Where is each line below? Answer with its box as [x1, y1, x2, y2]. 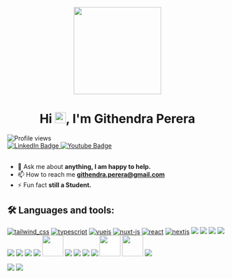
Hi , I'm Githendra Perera [39, 111, 196, 127]
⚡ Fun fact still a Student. [17, 180, 92, 189]
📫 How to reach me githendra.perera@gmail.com [17, 170, 166, 178]
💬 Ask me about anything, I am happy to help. [17, 162, 152, 170]
